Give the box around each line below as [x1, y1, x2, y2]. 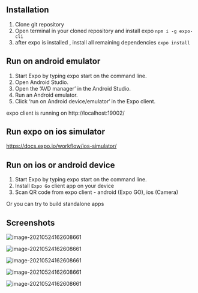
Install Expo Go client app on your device [14, 183, 115, 190]
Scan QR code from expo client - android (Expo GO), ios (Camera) [14, 189, 179, 196]
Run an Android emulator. [14, 91, 78, 98]
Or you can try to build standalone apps [6, 201, 104, 208]
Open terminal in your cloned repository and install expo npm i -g [14, 27, 177, 34]
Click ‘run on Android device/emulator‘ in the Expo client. [14, 97, 156, 104]
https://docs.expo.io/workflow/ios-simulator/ [6, 142, 117, 150]
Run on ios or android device [6, 160, 115, 170]
